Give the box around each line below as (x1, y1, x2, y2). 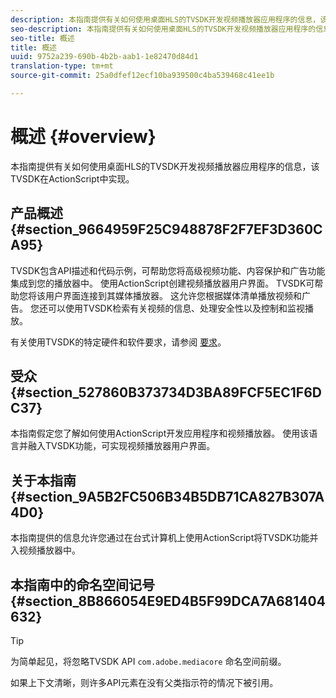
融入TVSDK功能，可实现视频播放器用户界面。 (27, 440, 216, 452)
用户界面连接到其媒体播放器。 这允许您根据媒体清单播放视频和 (44, 289, 302, 301)
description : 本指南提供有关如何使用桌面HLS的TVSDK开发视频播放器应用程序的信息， (10, 14, 321, 25)
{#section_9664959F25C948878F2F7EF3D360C (10, 221, 323, 238)
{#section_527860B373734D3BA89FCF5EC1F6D (10, 384, 322, 401)
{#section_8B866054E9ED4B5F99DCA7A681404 (10, 592, 326, 610)
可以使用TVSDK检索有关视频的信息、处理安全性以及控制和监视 (47, 302, 306, 314)
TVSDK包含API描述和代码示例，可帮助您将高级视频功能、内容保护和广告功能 (10, 264, 326, 276)
